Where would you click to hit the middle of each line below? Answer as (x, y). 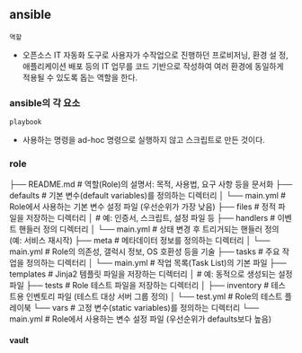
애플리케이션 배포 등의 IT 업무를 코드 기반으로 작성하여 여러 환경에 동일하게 (153, 66)
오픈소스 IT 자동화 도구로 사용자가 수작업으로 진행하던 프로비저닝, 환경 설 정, (155, 55)
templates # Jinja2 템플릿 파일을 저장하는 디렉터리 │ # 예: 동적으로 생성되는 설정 (151, 274)
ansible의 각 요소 (45, 102)
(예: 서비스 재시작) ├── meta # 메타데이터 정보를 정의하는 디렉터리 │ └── (140, 241)
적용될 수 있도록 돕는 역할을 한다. (80, 77)
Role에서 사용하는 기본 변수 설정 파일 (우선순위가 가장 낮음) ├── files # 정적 (143, 207)
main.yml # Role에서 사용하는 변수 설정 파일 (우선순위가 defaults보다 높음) (141, 319)
